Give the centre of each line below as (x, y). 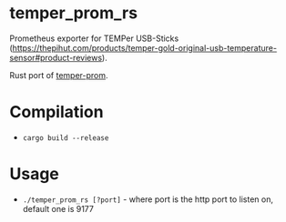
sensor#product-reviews (56, 57)
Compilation (56, 112)
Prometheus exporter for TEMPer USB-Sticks (94, 38)
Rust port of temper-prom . (59, 75)
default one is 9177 (58, 208)
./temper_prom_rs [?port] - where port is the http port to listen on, (148, 199)
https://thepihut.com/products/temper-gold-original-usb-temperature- (145, 47)
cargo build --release (66, 138)
